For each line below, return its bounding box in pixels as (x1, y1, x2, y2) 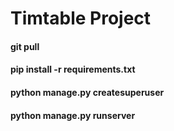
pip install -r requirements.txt (10, 63, 136, 76)
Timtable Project (10, 7, 152, 30)
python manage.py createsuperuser (10, 86, 165, 98)
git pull (10, 40, 40, 52)
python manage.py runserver (10, 109, 136, 121)
